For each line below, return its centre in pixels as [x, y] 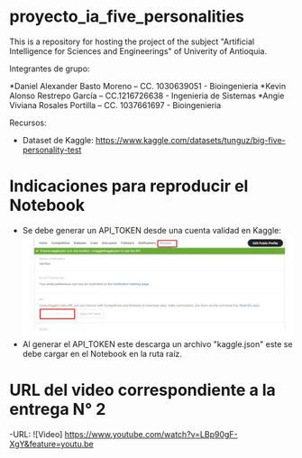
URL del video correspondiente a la [143, 390]
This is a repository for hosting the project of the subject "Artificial [132, 41]
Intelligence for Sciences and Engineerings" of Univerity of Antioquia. [138, 50]
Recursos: [28, 123]
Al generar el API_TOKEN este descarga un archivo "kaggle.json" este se [157, 344]
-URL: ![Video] [36, 435]
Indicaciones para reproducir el [129, 186]
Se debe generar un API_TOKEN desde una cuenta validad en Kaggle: [151, 230]
